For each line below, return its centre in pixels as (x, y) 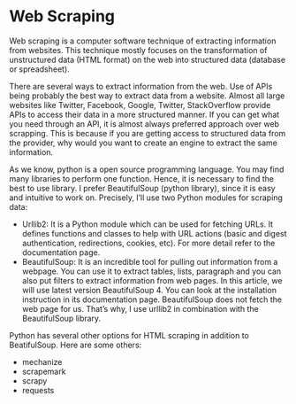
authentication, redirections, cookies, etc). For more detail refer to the (148, 243)
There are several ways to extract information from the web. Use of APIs (141, 86)
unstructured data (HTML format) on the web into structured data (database (147, 59)
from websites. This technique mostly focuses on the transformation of (138, 50)
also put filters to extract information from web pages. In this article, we (152, 280)
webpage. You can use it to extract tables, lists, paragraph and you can (152, 271)
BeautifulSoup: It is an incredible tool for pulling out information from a (150, 261)
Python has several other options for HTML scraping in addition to (129, 335)
